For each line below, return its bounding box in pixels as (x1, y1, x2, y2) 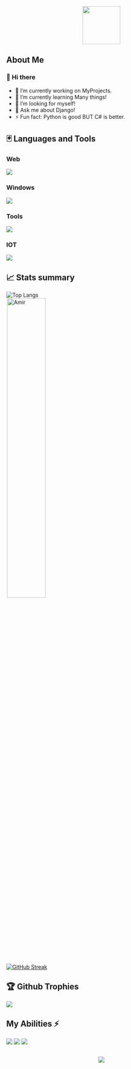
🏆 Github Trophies (6, 982, 79, 992)
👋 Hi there (6, 73, 36, 81)
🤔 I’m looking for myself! (14, 99, 75, 107)
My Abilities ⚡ (6, 1019, 59, 1029)
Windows (6, 183, 35, 192)
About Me (6, 55, 44, 66)
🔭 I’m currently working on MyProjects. (14, 87, 112, 94)
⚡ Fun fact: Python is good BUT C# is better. (14, 113, 126, 120)
